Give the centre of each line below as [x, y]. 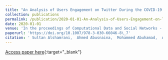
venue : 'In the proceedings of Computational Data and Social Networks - [84, 28]
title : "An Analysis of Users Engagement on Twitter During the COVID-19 [84, 10]
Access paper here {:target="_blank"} [43, 52]
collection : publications [32, 14]
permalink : [16, 19]
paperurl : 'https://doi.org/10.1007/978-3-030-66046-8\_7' [68, 33]
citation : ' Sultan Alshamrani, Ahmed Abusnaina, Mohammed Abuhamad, [81, 38]
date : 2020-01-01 [23, 24]
